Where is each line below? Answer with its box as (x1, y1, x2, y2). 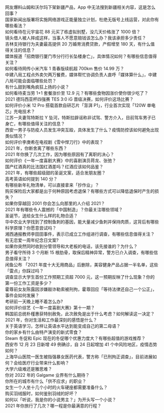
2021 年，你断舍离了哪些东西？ (5, 145, 67, 151)
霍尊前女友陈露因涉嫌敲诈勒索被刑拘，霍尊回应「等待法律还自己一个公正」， (5, 286, 157, 292)
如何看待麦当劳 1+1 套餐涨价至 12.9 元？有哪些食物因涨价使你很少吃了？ (5, 90, 149, 96)
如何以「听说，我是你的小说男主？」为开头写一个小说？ (5, 397, 116, 402)
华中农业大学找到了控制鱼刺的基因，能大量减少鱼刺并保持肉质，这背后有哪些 (5, 219, 159, 225)
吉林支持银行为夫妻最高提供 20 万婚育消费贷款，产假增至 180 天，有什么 (5, 41, 151, 47)
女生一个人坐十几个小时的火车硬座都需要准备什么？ (5, 385, 108, 390)
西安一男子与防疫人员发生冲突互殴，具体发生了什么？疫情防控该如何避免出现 (5, 127, 159, 132)
